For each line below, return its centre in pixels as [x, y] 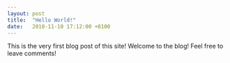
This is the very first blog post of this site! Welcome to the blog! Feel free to [115, 46]
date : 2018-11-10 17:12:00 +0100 [59, 26]
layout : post [26, 13]
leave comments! [32, 53]
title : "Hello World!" [42, 20]
